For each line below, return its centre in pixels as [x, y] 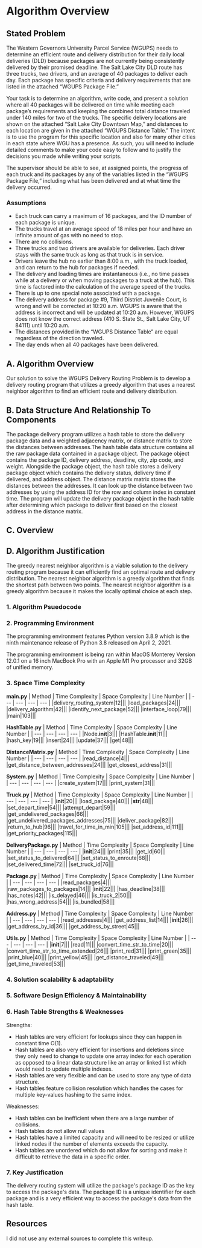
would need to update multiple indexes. [64, 1069]
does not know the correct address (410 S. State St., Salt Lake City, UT [103, 319]
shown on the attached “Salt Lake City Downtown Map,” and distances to [97, 124]
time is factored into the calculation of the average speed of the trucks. [103, 287]
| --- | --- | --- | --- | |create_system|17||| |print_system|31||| [81, 783]
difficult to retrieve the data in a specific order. [73, 1157]
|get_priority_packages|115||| [42, 833]
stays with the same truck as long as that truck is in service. [89, 255]
